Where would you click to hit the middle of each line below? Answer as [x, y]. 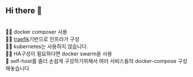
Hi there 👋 [24, 11]
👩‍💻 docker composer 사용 [37, 32]
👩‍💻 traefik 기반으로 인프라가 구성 [43, 39]
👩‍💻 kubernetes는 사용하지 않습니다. [47, 46]
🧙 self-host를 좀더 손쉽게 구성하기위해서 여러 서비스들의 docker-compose [91, 61]
